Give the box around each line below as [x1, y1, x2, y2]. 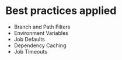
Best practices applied [5, 4, 117, 17]
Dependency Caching [13, 42, 67, 49]
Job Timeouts [13, 48, 48, 55]
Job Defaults [13, 36, 45, 43]
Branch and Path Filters [13, 23, 71, 30]
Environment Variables [13, 29, 68, 36]
